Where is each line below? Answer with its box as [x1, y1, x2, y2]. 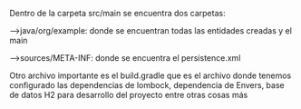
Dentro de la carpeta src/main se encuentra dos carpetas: [9, 8, 226, 18]
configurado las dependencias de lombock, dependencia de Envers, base [9, 80, 285, 90]
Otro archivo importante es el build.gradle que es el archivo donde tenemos [9, 70, 292, 81]
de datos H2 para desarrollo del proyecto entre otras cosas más [9, 90, 248, 100]
